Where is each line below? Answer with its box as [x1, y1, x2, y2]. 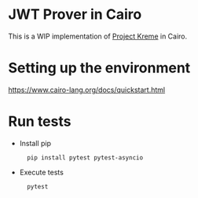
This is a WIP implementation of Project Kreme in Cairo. [8, 31, 188, 41]
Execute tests [19, 167, 64, 177]
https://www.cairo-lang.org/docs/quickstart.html [8, 85, 166, 94]
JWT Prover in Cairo [8, 5, 142, 24]
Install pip [19, 138, 51, 148]
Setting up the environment [8, 59, 191, 77]
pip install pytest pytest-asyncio [27, 153, 144, 162]
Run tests [8, 112, 71, 130]
